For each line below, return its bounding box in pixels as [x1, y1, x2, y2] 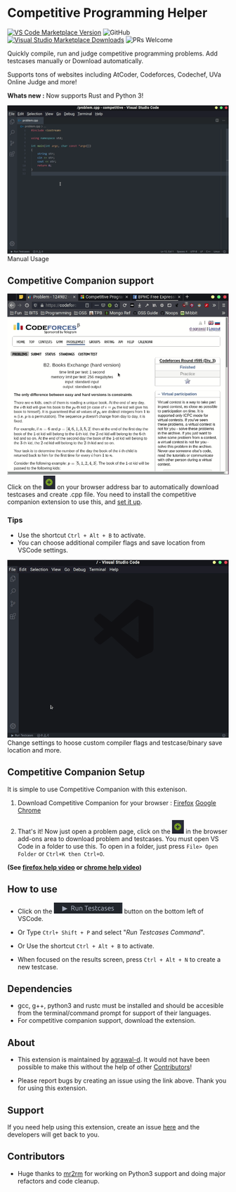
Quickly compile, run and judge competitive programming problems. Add [7, 49, 218, 58]
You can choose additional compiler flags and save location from [17, 538, 206, 547]
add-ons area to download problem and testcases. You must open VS [17, 834, 219, 843]
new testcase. [17, 962, 58, 971]
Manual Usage [7, 254, 49, 263]
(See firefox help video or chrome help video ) [7, 863, 142, 871]
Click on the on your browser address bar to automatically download [7, 482, 219, 491]
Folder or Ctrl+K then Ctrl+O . [17, 849, 105, 858]
